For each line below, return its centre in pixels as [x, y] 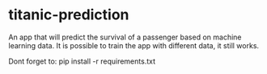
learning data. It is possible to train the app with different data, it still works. [134, 45]
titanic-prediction [69, 15]
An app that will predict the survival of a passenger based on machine [125, 37]
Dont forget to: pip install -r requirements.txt [82, 61]
